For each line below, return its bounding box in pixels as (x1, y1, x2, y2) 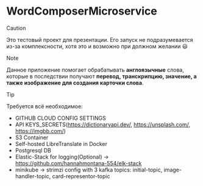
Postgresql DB (15, 146, 52, 154)
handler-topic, (15, 172, 51, 180)
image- (163, 166, 182, 173)
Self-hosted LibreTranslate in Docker (15, 140, 108, 147)
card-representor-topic (52, 172, 110, 180)
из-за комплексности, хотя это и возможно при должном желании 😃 (6, 43, 188, 50)
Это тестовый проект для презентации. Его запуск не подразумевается (6, 36, 193, 43)
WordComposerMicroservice (6, 4, 157, 18)
